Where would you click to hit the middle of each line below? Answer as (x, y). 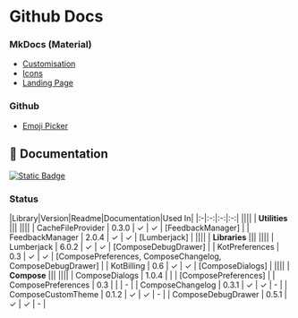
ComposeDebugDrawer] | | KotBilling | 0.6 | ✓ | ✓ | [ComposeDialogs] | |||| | (149, 265)
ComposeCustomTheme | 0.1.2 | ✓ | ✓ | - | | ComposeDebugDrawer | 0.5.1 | (149, 294)
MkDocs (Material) (51, 45)
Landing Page (48, 83)
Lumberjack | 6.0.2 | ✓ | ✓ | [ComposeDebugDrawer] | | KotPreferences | (145, 246)
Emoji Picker (45, 125)
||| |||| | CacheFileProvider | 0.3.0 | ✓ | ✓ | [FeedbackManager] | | (129, 228)
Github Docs (56, 17)
